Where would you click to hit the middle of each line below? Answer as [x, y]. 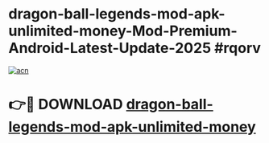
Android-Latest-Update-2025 [110, 48]
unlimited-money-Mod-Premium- [123, 31]
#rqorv [238, 48]
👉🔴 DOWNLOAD [66, 104]
